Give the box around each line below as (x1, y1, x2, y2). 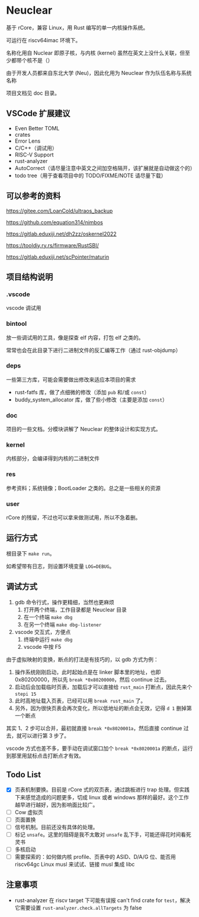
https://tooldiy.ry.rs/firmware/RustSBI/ (6, 241, 99, 249)
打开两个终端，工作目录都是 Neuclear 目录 (23, 606, 127, 613)
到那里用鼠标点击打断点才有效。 (6, 752, 84, 759)
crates (14, 131, 31, 138)
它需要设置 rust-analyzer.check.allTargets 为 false (14, 904, 142, 911)
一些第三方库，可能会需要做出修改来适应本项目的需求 (6, 376, 136, 383)
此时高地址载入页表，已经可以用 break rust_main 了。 (14, 697, 146, 704)
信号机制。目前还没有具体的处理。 (14, 823, 98, 830)
